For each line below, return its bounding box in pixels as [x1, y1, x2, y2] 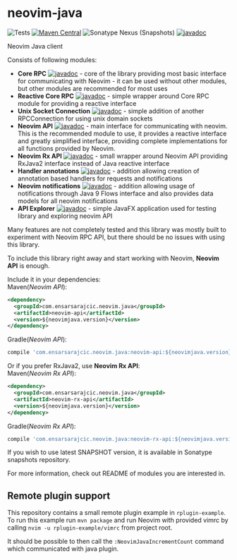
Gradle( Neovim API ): [7, 335, 67, 343]
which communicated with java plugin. [7, 544, 119, 553]
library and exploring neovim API [17, 212, 113, 220]
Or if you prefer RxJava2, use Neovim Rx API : [7, 362, 140, 370]
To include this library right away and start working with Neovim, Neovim [7, 254, 220, 262]
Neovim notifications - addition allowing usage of [17, 181, 195, 190]
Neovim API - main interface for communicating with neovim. [17, 121, 228, 130]
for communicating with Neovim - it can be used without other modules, [17, 76, 227, 85]
